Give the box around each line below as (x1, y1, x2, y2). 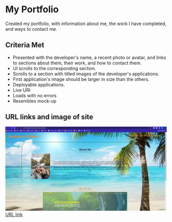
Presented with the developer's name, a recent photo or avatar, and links (12, 54, 166, 60)
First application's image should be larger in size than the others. (12, 76, 149, 82)
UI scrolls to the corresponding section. (12, 65, 96, 71)
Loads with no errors (12, 92, 57, 98)
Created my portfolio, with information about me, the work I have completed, (5, 20, 167, 27)
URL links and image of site (5, 113, 94, 121)
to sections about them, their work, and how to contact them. (12, 60, 142, 66)
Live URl (12, 87, 31, 93)
